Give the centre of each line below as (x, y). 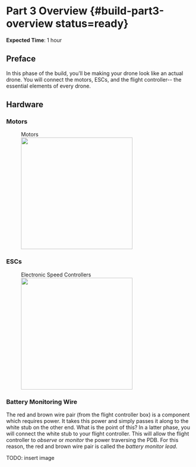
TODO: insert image (30, 458)
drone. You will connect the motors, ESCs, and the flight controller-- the (94, 79)
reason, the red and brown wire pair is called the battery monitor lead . (92, 446)
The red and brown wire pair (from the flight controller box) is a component (98, 415)
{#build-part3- (127, 11)
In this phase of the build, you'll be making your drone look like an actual (95, 73)
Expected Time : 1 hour (34, 40)
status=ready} (92, 24)
